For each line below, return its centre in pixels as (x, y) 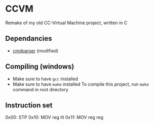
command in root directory (40, 89)
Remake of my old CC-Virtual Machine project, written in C (66, 23)
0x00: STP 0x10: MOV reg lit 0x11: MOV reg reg (54, 117)
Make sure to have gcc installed (45, 79)
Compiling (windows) (40, 67)
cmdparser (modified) (35, 50)
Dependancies (29, 39)
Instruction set (29, 105)
